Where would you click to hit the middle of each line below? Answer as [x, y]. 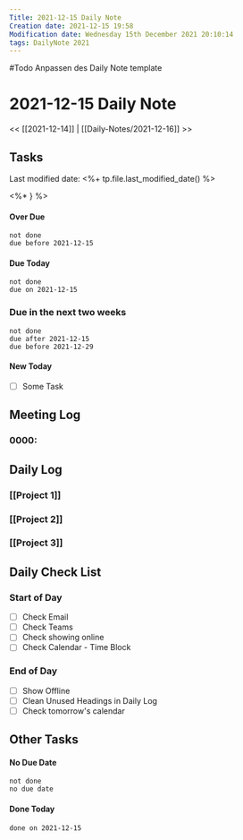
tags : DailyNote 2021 [50, 43]
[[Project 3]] [36, 543]
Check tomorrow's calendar [73, 711]
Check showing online [63, 638]
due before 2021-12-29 [51, 347]
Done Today [32, 809]
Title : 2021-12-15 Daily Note [66, 17]
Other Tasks [44, 740]
